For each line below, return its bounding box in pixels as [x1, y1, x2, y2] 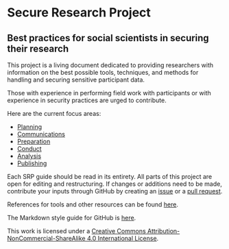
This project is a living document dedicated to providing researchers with [7, 61, 214, 69]
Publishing [16, 159, 47, 167]
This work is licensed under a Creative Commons [7, 227, 146, 235]
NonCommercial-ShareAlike [7, 235, 86, 242]
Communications [16, 130, 65, 138]
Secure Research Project [7, 5, 151, 21]
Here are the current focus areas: [7, 110, 101, 117]
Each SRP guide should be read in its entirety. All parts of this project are [7, 173, 213, 180]
